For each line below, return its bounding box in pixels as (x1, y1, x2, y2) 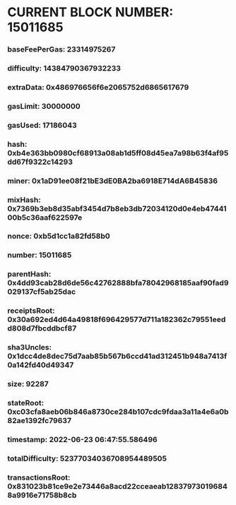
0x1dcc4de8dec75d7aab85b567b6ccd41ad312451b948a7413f (7, 351, 228, 361)
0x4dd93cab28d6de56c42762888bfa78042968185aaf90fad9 (7, 278, 229, 288)
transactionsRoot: (7, 473, 71, 482)
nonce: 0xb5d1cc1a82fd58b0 (7, 231, 111, 241)
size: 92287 (7, 379, 49, 389)
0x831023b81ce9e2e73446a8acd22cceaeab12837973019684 (7, 481, 228, 491)
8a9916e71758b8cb (7, 490, 77, 500)
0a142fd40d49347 (7, 360, 74, 370)
